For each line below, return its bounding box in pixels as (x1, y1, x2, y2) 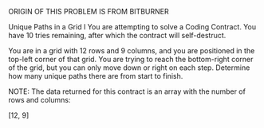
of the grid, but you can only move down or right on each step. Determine (8, 63, 250, 72)
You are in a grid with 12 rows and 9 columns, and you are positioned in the (8, 46, 255, 55)
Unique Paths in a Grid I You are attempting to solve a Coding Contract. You (8, 22, 257, 31)
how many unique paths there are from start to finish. (8, 72, 183, 80)
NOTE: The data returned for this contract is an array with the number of (8, 87, 246, 96)
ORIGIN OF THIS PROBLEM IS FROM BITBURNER (8, 7, 169, 16)
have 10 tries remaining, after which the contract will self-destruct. (8, 31, 227, 40)
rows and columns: (8, 95, 71, 104)
